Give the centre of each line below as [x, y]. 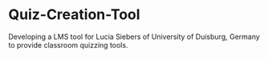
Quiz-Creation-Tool [74, 15]
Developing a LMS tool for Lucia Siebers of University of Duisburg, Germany [134, 37]
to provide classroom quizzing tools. [68, 44]
